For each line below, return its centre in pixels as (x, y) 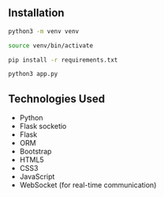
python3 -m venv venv (44, 31)
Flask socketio (43, 127)
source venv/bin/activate (50, 45)
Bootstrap (35, 152)
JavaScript (37, 176)
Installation (36, 13)
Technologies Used (56, 98)
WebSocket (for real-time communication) (88, 185)
